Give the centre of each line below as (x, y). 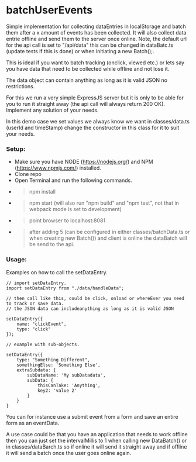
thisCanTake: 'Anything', (69, 385)
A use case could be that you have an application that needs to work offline (97, 434)
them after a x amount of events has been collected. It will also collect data (96, 32)
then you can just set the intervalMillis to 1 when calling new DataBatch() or (97, 440)
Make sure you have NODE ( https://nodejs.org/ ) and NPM (84, 162)
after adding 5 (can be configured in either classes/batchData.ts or (109, 232)
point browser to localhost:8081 (67, 220)
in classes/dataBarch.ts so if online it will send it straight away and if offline (97, 447)
